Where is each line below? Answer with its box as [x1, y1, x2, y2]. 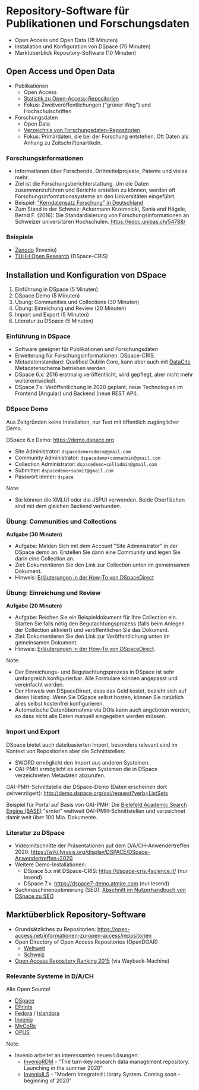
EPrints [14, 1004, 33, 1011]
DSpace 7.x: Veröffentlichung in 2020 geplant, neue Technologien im [14, 384, 183, 391]
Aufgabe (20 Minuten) [6, 602, 62, 609]
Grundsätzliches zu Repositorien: [14, 925, 96, 932]
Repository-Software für [6, 4, 129, 18]
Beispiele [6, 233, 34, 241]
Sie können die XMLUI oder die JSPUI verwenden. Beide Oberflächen [14, 496, 185, 503]
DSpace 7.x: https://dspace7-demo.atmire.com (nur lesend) [23, 879, 170, 887]
